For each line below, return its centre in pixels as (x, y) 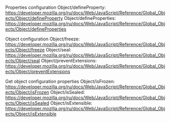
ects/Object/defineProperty (34, 18)
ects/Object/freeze (25, 50)
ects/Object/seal (23, 60)
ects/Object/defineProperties (36, 29)
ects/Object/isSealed (27, 103)
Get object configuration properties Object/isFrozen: (60, 81)
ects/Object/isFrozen (27, 92)
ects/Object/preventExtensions (38, 71)
